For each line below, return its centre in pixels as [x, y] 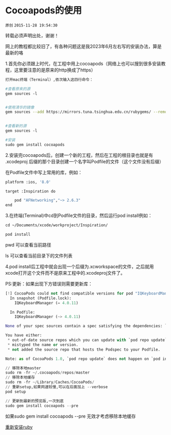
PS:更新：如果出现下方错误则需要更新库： [49, 283]
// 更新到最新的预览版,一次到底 [35, 401]
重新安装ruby [19, 427]
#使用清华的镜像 [20, 107]
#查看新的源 [16, 126]
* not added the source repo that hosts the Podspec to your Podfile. [84, 349]
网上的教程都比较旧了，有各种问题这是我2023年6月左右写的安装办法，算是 [83, 46]
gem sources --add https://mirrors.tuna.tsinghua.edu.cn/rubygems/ [78, 112]
